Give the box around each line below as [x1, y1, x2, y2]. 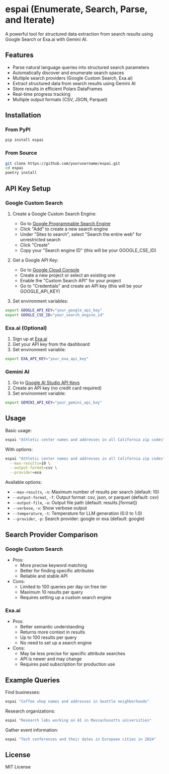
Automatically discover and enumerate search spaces [12, 70, 124, 76]
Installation [5, 111, 41, 119]
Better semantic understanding [20, 624, 84, 630]
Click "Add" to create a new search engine [20, 226, 108, 232]
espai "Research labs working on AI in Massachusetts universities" [5, 718, 152, 723]
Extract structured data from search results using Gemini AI [12, 80, 136, 86]
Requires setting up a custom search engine [20, 594, 112, 600]
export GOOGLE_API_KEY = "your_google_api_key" [5, 307, 102, 313]
